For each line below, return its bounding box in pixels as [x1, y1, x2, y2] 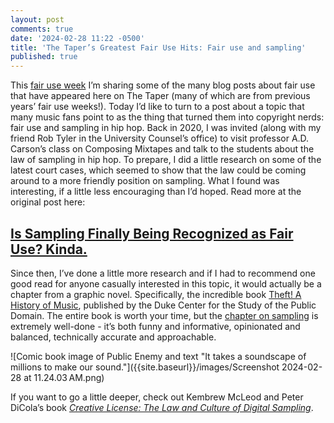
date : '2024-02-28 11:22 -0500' [10, 33, 145, 43]
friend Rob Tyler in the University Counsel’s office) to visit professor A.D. [10, 132, 310, 145]
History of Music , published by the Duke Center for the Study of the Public [10, 299, 317, 311]
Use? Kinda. [10, 241, 88, 258]
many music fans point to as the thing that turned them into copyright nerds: [10, 111, 325, 123]
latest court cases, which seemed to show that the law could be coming [10, 164, 307, 176]
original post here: [10, 196, 86, 208]
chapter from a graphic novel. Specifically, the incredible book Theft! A [10, 288, 302, 300]
